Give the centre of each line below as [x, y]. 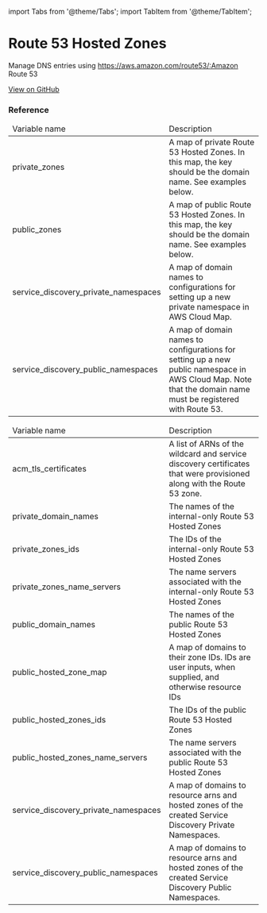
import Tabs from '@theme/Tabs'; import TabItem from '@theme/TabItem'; [130, 12]
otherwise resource [205, 688]
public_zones [37, 229]
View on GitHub [34, 89]
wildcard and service [208, 454]
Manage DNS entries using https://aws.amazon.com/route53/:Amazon [123, 65]
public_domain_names [54, 625]
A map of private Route [212, 142]
